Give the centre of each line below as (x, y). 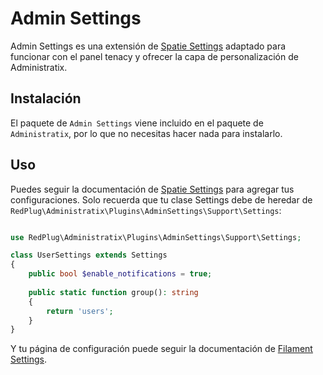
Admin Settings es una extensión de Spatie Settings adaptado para (148, 46)
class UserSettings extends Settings (89, 255)
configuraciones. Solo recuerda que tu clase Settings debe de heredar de (161, 199)
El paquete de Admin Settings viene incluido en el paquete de (137, 123)
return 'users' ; (80, 311)
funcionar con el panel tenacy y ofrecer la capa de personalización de (154, 56)
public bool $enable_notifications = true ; (120, 274)
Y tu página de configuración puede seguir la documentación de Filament (161, 349)
